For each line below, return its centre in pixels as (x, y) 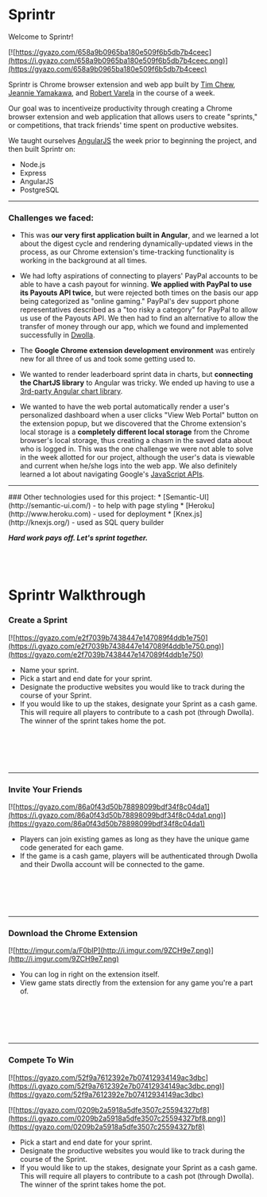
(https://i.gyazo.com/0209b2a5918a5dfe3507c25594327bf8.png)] (117, 1118)
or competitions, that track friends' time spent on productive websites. (124, 125)
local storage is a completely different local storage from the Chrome (135, 432)
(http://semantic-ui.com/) (50, 506)
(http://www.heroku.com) (50, 514)
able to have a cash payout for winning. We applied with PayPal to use (136, 285)
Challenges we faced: (51, 218)
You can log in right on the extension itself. (89, 974)
